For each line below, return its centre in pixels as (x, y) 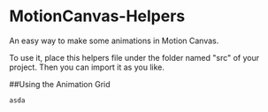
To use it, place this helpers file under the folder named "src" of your (134, 57)
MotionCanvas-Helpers (97, 16)
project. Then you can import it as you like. (87, 67)
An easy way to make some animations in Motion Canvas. (114, 41)
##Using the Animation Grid (60, 84)
